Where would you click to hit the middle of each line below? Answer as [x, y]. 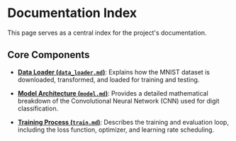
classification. [38, 108]
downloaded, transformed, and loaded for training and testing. [108, 79]
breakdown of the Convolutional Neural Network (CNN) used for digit [118, 101]
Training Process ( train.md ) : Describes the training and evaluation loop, [123, 122]
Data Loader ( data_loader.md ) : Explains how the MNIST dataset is [114, 72]
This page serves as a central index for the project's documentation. [107, 33]
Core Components [49, 55]
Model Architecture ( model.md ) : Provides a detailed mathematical [113, 93]
